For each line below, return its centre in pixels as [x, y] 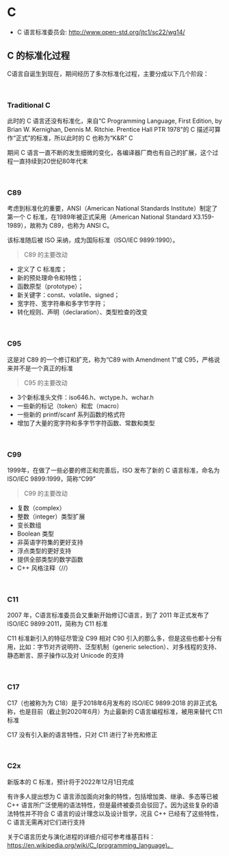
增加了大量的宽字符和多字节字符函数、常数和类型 [86, 423]
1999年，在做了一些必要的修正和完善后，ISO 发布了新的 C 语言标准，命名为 [113, 470]
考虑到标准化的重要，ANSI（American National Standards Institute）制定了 [112, 209]
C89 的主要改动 [46, 254]
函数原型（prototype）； [50, 287]
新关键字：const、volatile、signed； [68, 295]
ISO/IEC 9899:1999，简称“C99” [51, 479]
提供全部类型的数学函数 [50, 559]
